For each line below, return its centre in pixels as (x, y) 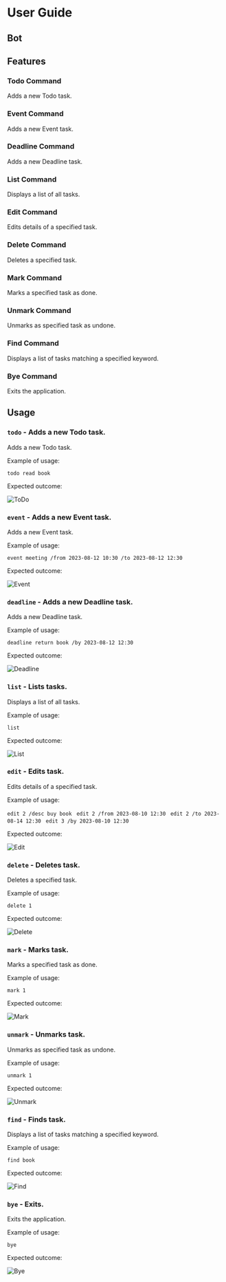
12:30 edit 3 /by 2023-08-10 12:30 (77, 821)
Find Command (33, 343)
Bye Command (32, 376)
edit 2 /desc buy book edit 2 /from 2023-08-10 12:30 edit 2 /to (104, 814)
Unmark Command (39, 310)
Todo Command (34, 80)
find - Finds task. (37, 1119)
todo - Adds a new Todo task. (56, 433)
